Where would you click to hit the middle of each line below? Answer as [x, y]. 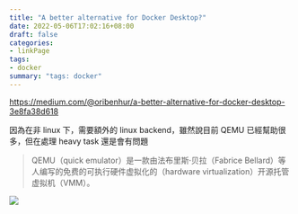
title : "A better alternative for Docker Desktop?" [108, 18]
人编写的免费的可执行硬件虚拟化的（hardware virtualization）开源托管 [160, 171]
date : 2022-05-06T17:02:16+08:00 [72, 26]
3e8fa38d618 [34, 111]
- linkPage [30, 51]
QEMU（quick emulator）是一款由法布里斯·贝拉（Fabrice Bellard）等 [158, 160]
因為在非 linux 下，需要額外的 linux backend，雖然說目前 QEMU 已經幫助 [144, 129]
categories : [31, 43]
